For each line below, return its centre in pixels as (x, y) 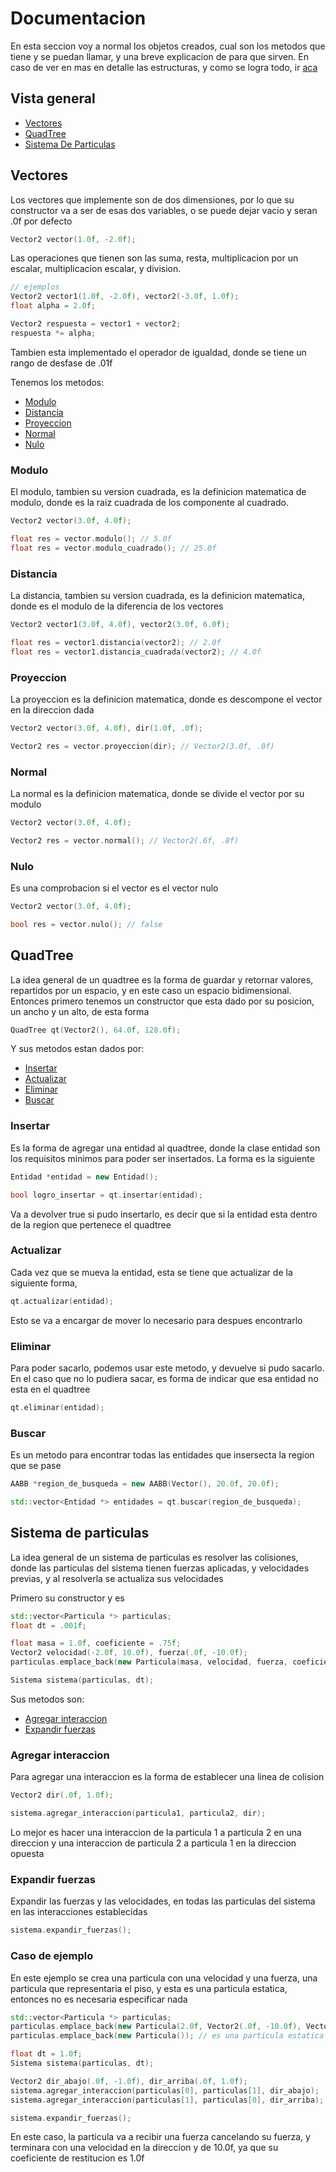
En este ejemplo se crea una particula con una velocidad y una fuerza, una (164, 1978)
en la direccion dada (52, 709)
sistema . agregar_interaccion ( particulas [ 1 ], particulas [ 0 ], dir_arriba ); (167, 2100)
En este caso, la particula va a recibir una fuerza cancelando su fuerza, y (160, 2137)
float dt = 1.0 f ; (46, 2054)
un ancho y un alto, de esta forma (80, 1011)
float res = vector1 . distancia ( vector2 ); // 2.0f (116, 642)
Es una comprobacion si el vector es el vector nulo (114, 888)
